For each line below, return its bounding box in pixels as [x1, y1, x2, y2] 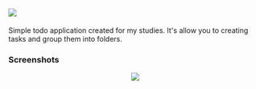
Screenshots [8, 54, 60, 65]
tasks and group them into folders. [8, 34, 123, 43]
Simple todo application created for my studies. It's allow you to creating [8, 25, 249, 35]
